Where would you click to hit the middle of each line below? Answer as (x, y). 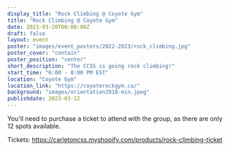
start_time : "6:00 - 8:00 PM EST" (58, 72)
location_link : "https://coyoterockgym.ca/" (74, 86)
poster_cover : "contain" (44, 53)
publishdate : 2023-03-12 (44, 99)
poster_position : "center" (47, 60)
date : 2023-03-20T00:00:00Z (49, 27)
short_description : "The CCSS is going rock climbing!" (91, 66)
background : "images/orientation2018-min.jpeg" (79, 92)
